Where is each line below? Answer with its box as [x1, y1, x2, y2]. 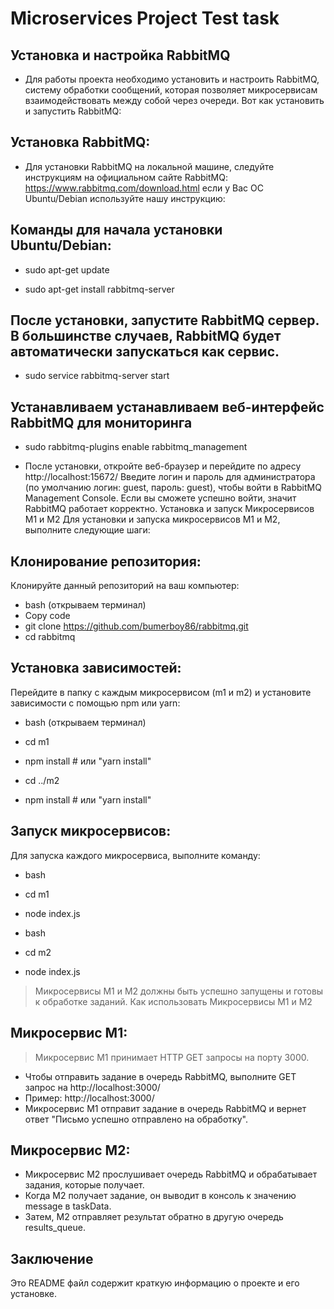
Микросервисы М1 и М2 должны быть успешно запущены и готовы [34, 985, 324, 997]
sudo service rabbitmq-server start [24, 370, 170, 382]
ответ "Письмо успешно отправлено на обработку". [24, 1113, 248, 1125]
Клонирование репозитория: [10, 553, 202, 570]
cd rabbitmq [24, 631, 76, 643]
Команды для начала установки [10, 222, 223, 239]
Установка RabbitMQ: [10, 134, 151, 151]
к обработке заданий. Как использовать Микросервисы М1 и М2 [34, 995, 313, 1007]
